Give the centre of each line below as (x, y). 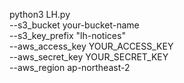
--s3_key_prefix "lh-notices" (67, 35)
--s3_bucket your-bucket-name (74, 25)
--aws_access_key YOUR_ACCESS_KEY (91, 46)
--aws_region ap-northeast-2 (70, 67)
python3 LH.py (40, 14)
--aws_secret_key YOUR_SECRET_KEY (89, 57)
